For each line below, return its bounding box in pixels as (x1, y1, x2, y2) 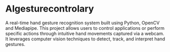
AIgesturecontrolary (5, 3, 94, 15)
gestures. (5, 41, 26, 47)
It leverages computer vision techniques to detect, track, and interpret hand (5, 36, 165, 42)
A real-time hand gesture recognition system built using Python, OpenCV (5, 20, 160, 26)
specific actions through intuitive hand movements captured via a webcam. (5, 30, 164, 36)
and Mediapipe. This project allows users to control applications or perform (5, 25, 165, 31)
